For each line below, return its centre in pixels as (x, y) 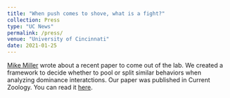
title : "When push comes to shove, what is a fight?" (86, 13)
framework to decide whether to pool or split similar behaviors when (104, 72)
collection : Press (33, 20)
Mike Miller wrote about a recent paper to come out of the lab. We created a (115, 65)
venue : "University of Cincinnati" (58, 39)
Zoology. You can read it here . (50, 87)
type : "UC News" (30, 26)
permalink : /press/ (35, 33)
